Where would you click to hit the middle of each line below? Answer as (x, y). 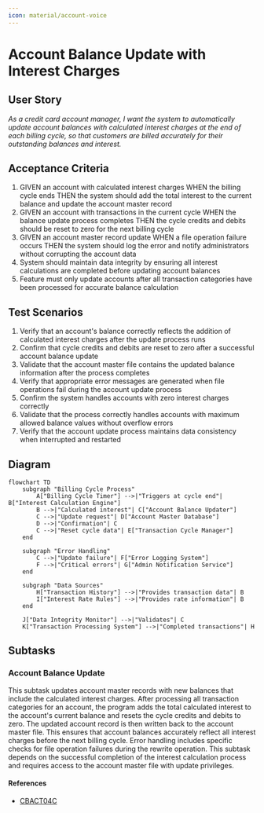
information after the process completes (84, 373)
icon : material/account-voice (58, 15)
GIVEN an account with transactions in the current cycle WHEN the (128, 212)
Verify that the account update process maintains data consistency (128, 431)
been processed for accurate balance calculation (99, 287)
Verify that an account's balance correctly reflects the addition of (125, 331)
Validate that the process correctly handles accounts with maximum (129, 415)
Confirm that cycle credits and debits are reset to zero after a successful (137, 348)
